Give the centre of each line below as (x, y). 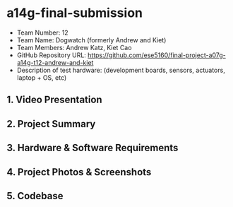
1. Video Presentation (55, 100)
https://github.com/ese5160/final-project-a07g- (157, 55)
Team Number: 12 (42, 32)
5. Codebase (35, 196)
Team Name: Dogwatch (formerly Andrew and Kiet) (91, 40)
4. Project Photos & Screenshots (79, 172)
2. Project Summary (51, 124)
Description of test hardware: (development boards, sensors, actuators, (121, 70)
